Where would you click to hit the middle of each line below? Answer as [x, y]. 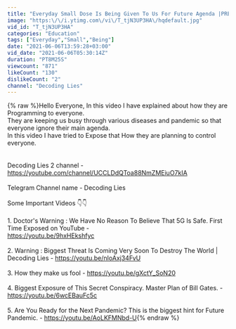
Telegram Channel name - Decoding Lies [67, 188]
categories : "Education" [44, 33]
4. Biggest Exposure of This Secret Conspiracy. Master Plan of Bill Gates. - [115, 288]
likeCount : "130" [33, 72]
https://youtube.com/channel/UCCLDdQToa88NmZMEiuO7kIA [97, 173]
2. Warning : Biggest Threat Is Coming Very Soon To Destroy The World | [113, 251]
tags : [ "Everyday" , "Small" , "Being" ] [61, 40]
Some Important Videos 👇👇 [47, 203]
